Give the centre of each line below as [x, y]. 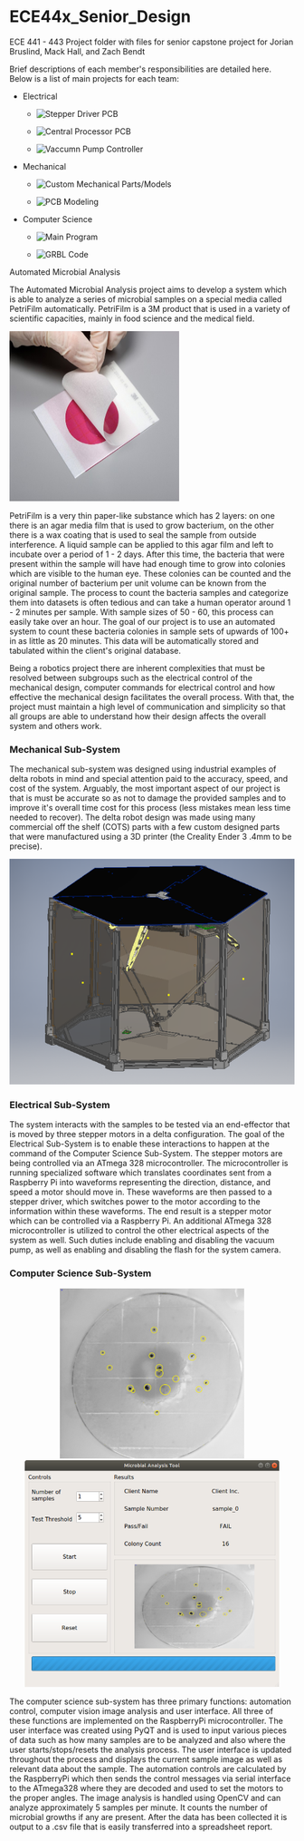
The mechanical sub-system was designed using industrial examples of [143, 769]
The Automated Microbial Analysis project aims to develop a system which [148, 289]
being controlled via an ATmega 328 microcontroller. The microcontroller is [149, 1164]
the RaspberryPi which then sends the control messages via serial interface [150, 1778]
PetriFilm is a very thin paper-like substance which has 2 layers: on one [142, 515]
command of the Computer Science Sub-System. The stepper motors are [146, 1154]
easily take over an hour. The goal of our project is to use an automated [142, 621]
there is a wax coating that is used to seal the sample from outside [133, 535]
